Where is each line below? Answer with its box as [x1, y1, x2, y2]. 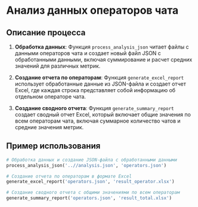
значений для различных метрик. [14, 62, 101, 69]
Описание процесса [6, 28, 86, 38]
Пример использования [6, 141, 101, 151]
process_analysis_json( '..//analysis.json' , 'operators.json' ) [6, 162, 167, 168]
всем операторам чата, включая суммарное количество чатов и [14, 117, 181, 124]
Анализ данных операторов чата [6, 4, 179, 17]
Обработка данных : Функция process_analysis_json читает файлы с [14, 43, 189, 50]
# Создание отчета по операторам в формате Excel [6, 173, 132, 179]
